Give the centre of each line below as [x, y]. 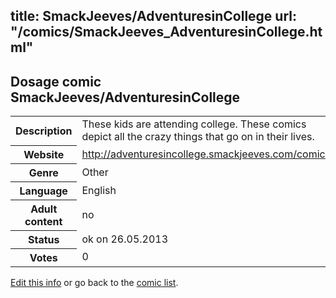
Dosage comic [56, 81]
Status [43, 239]
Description [44, 131]
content [43, 221]
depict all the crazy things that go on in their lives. [198, 137]
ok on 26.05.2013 [125, 239]
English [99, 190]
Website [44, 154]
